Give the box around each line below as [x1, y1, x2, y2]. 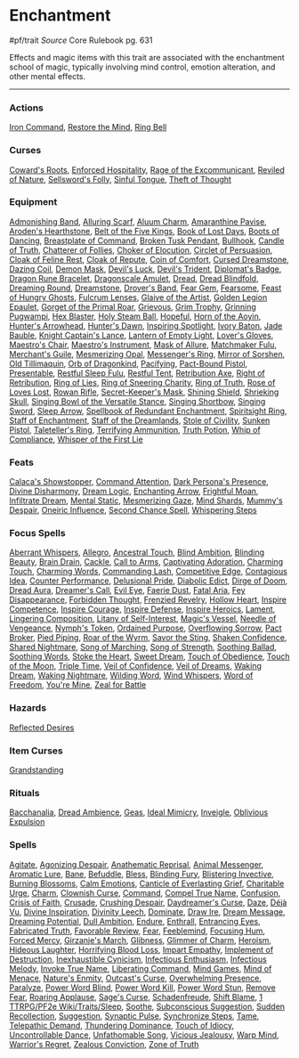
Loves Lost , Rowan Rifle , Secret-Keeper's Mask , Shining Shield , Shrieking [9, 387, 279, 397]
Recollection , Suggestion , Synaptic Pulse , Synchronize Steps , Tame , [9, 1010, 260, 1021]
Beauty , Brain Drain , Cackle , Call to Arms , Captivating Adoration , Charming [9, 557, 283, 567]
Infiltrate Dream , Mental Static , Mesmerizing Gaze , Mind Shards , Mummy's [9, 495, 283, 506]
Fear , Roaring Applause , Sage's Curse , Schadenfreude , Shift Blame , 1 [9, 991, 263, 1002]
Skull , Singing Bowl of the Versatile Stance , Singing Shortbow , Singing [9, 395, 266, 406]
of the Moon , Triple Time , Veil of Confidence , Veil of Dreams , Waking [9, 661, 263, 671]
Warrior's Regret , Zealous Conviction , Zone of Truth [9, 1038, 199, 1049]
